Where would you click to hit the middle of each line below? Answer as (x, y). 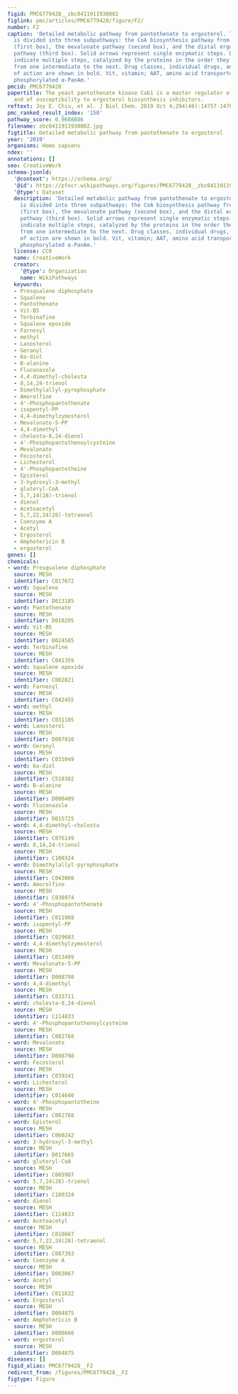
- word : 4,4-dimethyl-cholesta (53, 825)
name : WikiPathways (49, 277)
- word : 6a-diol (31, 766)
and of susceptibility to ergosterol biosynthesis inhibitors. (109, 100)
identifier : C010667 (44, 1234)
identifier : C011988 (44, 917)
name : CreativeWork (42, 258)
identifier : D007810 (44, 740)
